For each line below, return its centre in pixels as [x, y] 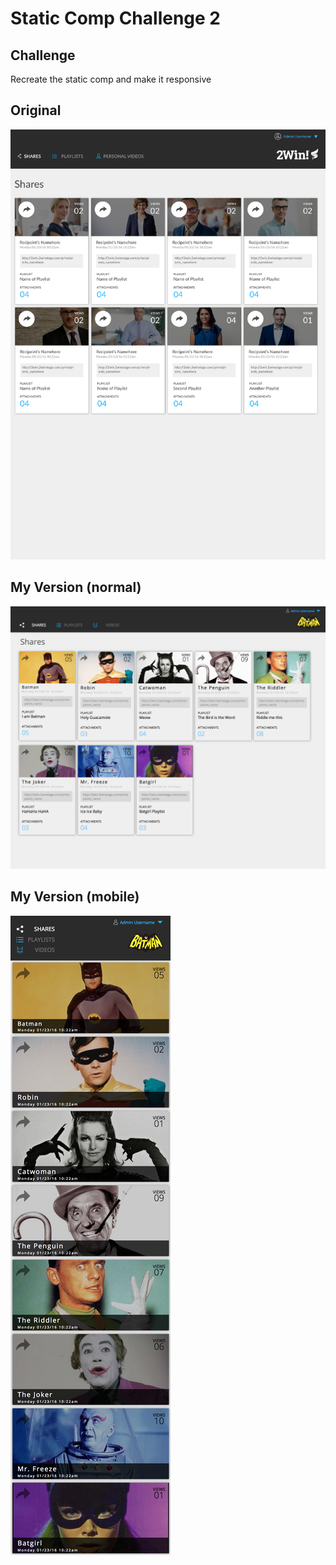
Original [36, 110]
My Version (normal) [76, 587]
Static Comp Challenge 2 [115, 18]
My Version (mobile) [75, 897]
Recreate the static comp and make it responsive [111, 79]
